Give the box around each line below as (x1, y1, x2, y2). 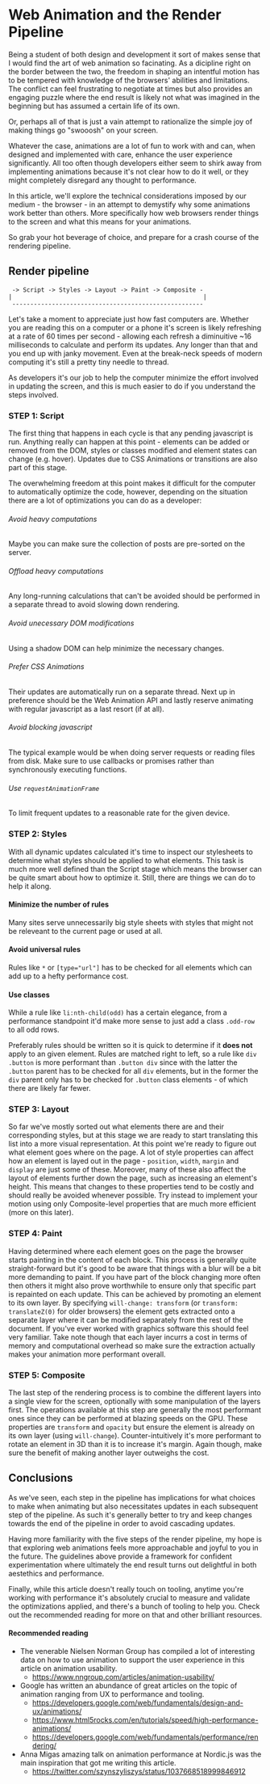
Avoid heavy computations (8, 514, 98, 524)
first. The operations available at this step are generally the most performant (8, 1405, 262, 1415)
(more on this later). (8, 1208, 74, 1218)
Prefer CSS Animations (8, 662, 85, 671)
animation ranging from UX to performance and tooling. (19, 1689, 205, 1699)
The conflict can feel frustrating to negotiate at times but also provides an (8, 83, 252, 94)
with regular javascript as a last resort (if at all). (8, 704, 165, 713)
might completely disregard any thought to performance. (8, 175, 197, 185)
